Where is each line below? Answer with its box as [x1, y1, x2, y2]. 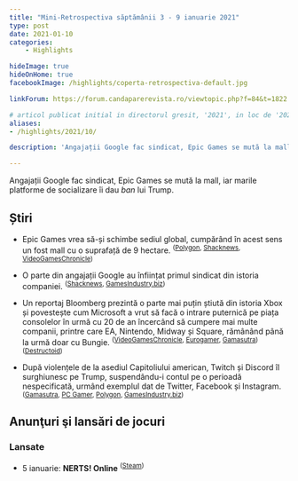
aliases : [9, 119, 42, 128]
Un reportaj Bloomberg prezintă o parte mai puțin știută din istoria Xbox [21, 298, 283, 309]
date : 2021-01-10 [9, 29, 74, 38]
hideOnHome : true [9, 70, 74, 80]
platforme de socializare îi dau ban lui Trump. [9, 185, 175, 195]
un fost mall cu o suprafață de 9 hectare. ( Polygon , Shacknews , [21, 243, 241, 256]
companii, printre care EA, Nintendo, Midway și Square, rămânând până [21, 326, 284, 337]
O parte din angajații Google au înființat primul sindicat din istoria [21, 270, 259, 280]
